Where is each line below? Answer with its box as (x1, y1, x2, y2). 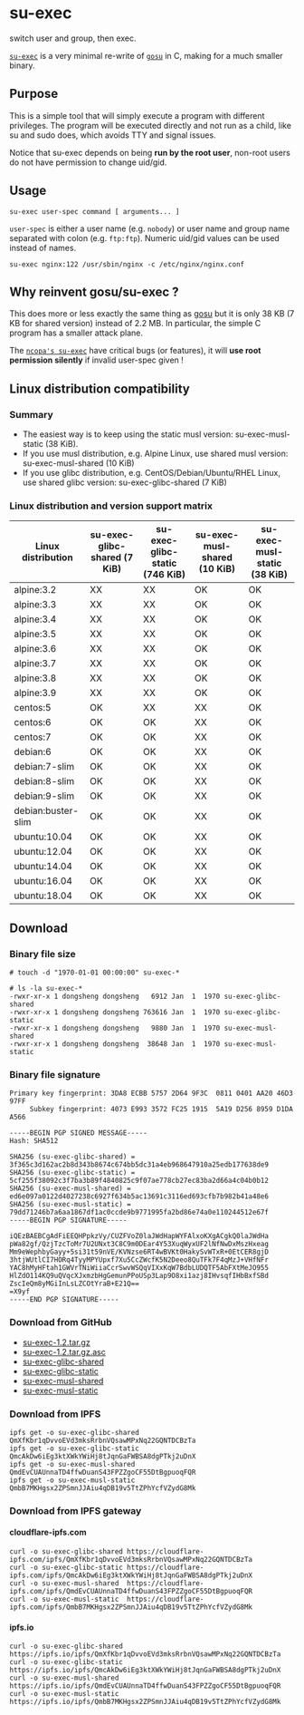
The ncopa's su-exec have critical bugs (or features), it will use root (9, 345, 261, 356)
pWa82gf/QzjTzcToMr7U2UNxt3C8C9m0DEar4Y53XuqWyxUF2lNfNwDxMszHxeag (9, 1240, 270, 1249)
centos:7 (14, 731, 52, 743)
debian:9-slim (14, 790, 75, 802)
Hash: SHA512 (9, 1137, 59, 1146)
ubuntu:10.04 (14, 830, 72, 843)
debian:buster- (14, 805, 80, 818)
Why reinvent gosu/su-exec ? (9, 284, 179, 299)
